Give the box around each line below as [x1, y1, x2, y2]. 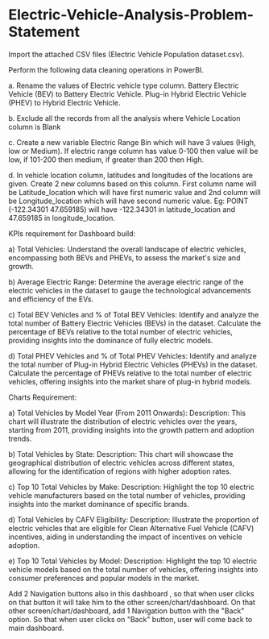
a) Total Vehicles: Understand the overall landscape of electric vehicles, [8, 244, 246, 254]
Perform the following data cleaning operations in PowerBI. [8, 64, 204, 74]
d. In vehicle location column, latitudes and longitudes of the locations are [8, 170, 254, 180]
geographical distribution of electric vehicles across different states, [8, 458, 235, 467]
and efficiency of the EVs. [8, 294, 94, 304]
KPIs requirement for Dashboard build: [8, 228, 136, 239]
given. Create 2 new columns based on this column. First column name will [8, 179, 257, 189]
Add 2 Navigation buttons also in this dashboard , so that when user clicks [8, 588, 255, 598]
